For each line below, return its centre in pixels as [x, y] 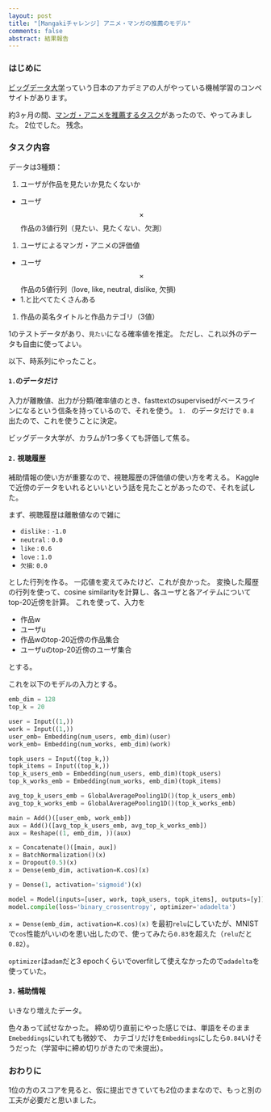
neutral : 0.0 [41, 539]
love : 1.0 [36, 557]
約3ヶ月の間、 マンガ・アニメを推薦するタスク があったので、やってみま [127, 115]
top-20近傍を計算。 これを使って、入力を [77, 603]
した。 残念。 [65, 125]
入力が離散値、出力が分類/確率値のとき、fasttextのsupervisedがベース [125, 400]
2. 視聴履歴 [27, 458]
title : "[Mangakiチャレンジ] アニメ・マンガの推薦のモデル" [100, 23]
